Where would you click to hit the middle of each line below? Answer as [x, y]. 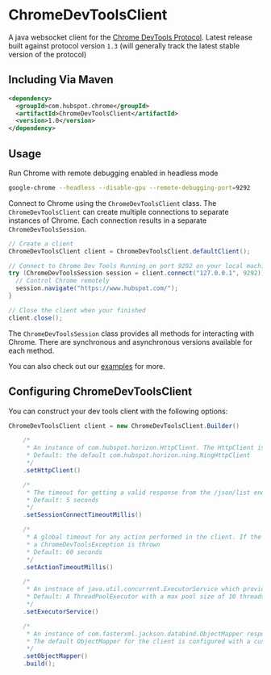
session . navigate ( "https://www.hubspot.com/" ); [97, 288]
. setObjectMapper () [56, 656]
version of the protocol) [48, 54]
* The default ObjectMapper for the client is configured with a [138, 641]
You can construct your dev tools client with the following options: [118, 411]
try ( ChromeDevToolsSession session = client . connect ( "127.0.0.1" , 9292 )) [137, 273]
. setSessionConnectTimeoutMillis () [83, 515]
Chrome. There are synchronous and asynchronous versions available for [130, 342]
